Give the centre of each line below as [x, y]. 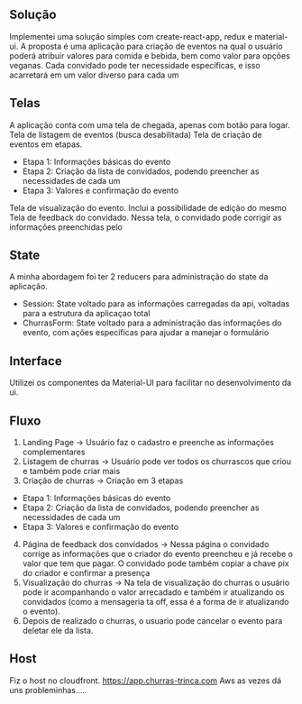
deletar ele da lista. [58, 631]
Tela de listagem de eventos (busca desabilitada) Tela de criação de [136, 134]
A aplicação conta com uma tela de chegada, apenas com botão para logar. [150, 124]
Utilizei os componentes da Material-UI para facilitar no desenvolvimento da [151, 383]
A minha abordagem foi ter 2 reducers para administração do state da [139, 277]
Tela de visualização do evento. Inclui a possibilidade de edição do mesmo [148, 207]
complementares [54, 452]
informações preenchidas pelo [66, 227]
